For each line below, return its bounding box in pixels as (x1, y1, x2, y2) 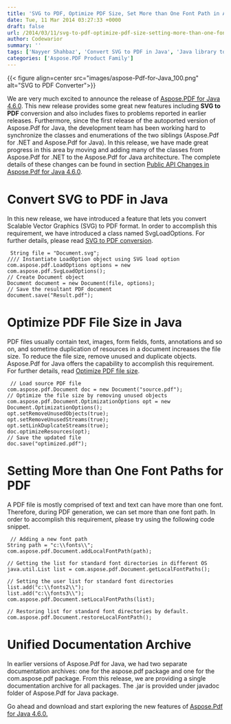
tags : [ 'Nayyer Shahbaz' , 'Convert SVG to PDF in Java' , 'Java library (7, 49, 217, 56)
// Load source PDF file (10, 380, 81, 387)
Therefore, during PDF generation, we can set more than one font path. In (7, 507, 216, 516)
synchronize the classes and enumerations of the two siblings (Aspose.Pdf (7, 131, 219, 139)
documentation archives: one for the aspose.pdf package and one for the (7, 667, 215, 675)
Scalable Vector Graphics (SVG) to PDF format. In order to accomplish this (7, 222, 217, 230)
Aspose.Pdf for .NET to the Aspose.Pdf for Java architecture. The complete (7, 153, 221, 161)
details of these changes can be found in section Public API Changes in (7, 160, 210, 169)
